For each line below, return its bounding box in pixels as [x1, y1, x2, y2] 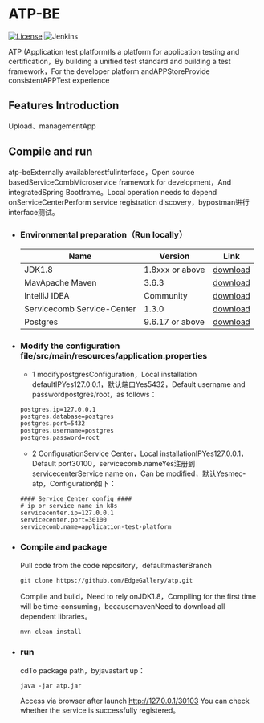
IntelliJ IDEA [23, 290, 70, 301]
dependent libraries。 [19, 611, 92, 622]
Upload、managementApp [8, 121, 96, 131]
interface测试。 [8, 207, 59, 217]
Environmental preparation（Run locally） [19, 229, 188, 241]
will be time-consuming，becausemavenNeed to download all [19, 602, 225, 611]
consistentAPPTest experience [8, 75, 110, 85]
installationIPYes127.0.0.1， [160, 449, 249, 458]
